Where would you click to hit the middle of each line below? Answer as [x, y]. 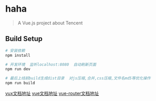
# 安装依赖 [15, 50]
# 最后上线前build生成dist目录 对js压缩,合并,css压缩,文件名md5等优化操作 [78, 78]
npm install [18, 55]
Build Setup [24, 39]
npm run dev [18, 69]
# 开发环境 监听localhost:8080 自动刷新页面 [51, 64]
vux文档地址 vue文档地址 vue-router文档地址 [52, 93]
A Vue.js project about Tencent [50, 23]
